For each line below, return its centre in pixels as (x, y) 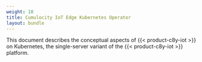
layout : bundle (25, 23)
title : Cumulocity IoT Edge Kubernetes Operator (69, 17)
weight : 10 (20, 12)
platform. (18, 53)
